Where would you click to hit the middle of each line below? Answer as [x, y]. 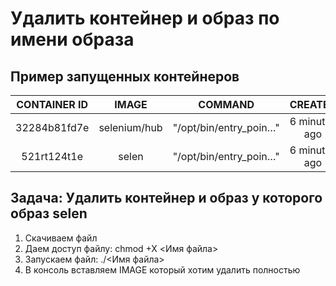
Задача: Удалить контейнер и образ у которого [166, 198]
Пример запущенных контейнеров [125, 76]
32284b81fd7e [52, 127]
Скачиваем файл [61, 238]
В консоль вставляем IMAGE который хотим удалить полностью [162, 269]
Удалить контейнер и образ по [145, 18]
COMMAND [226, 104]
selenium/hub [130, 127]
